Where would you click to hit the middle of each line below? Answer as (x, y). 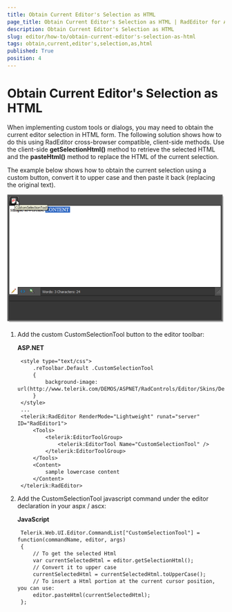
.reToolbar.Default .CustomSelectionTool (93, 369)
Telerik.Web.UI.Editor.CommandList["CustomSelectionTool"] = (110, 533)
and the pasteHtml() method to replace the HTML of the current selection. (113, 156)
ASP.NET (30, 348)
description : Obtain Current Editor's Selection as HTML (91, 29)
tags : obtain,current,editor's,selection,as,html (80, 44)
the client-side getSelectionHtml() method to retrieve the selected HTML (111, 149)
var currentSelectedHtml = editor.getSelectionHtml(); (113, 561)
